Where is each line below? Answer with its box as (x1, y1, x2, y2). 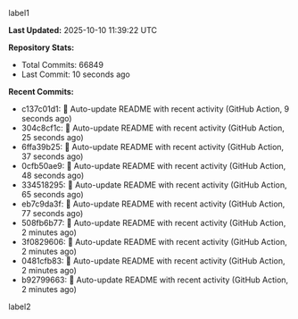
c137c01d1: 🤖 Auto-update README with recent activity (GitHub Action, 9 (21, 104, 290, 114)
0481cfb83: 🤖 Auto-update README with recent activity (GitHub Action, (21, 256, 286, 266)
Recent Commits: (8, 87, 74, 97)
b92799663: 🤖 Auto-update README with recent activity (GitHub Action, (21, 274, 289, 285)
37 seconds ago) (21, 151, 84, 162)
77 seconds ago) (21, 208, 84, 218)
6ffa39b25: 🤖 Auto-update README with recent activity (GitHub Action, (21, 142, 285, 152)
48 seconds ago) (21, 170, 85, 180)
